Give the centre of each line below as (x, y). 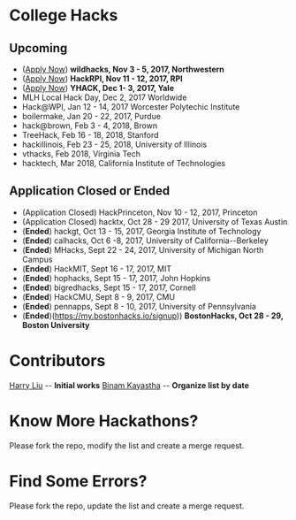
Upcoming (38, 48)
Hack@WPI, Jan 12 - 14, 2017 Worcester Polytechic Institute (131, 107)
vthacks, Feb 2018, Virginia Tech (81, 154)
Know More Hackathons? (104, 421)
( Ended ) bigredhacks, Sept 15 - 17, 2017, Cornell (109, 287)
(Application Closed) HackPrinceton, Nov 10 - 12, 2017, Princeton (140, 212)
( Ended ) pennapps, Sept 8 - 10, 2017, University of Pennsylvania (139, 306)
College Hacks (64, 15)
